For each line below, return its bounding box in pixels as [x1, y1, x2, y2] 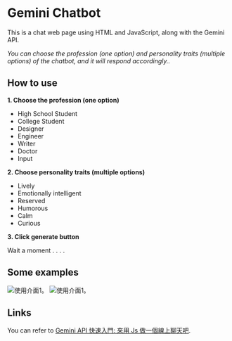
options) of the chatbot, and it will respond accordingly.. [7, 56, 171, 65]
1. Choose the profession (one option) [7, 96, 120, 104]
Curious [17, 219, 41, 227]
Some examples [7, 266, 79, 278]
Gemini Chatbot [7, 5, 101, 21]
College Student [17, 117, 65, 125]
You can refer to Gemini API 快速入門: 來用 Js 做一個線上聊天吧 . [7, 326, 191, 335]
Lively [17, 181, 35, 190]
